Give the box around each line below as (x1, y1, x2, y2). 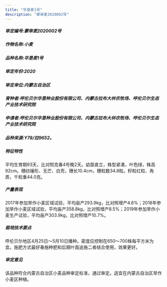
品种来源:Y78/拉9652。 (5, 135, 55, 141)
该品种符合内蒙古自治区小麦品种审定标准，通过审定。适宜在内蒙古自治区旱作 (5, 270, 162, 276)
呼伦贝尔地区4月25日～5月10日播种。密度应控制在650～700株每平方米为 (5, 238, 154, 244)
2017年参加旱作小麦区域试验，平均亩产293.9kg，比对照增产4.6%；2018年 (5, 200, 157, 206)
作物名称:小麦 (5, 41, 33, 47)
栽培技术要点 (5, 225, 31, 231)
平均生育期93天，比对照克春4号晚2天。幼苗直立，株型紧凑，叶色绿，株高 (5, 162, 156, 168)
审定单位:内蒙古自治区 (5, 82, 51, 88)
